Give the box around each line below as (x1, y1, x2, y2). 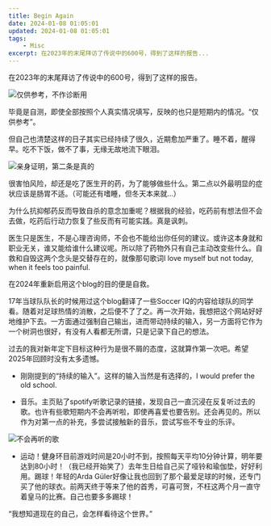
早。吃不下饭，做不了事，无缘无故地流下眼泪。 (8, 145, 164, 154)
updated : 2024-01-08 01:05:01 (8, 27, 110, 35)
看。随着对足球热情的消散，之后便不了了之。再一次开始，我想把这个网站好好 (8, 306, 263, 316)
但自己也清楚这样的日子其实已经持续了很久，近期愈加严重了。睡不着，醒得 (8, 134, 256, 144)
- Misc (23, 42, 45, 50)
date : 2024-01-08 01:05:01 (8, 19, 99, 27)
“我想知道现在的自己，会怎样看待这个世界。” (8, 509, 153, 518)
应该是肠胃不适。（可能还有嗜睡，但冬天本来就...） (15, 189, 181, 198)
